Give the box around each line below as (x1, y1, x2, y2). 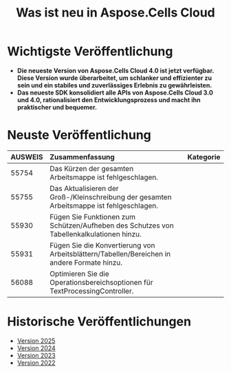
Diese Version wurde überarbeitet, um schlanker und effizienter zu (16, 74, 212, 82)
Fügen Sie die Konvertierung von (49, 240, 155, 250)
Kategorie (187, 152, 221, 161)
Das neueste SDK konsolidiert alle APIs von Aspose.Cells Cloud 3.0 (16, 88, 213, 97)
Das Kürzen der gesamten (49, 163, 134, 173)
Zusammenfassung (49, 152, 115, 161)
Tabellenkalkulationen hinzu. (49, 229, 142, 239)
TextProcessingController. (49, 286, 134, 296)
